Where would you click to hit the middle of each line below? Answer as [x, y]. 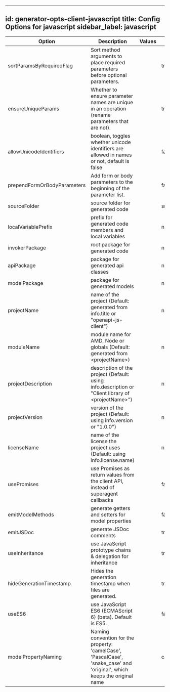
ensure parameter [112, 96]
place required [108, 62]
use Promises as [110, 468]
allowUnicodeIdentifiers [36, 151]
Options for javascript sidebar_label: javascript [81, 27]
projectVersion [25, 417]
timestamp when [110, 583]
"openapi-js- [107, 320]
